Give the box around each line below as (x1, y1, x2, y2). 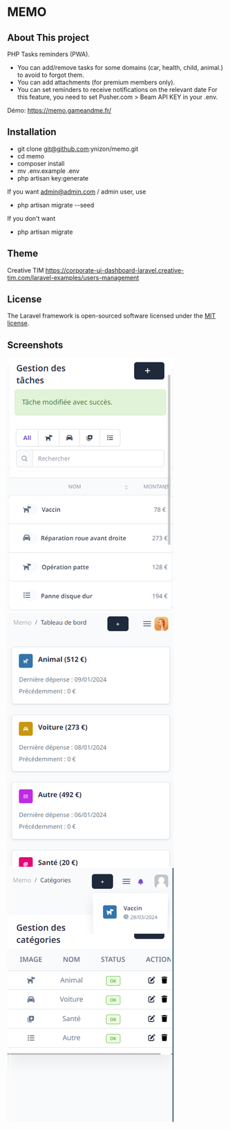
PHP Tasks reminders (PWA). (7, 50, 90, 58)
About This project (7, 32, 90, 44)
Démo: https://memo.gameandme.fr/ (7, 107, 112, 114)
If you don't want (7, 214, 56, 222)
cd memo (17, 152, 45, 160)
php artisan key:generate (17, 174, 89, 182)
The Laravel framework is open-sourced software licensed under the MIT (7, 312, 216, 320)
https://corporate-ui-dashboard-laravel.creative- (45, 266, 184, 274)
